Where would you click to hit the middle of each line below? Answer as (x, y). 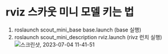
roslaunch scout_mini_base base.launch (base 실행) (78, 30)
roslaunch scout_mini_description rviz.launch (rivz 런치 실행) (88, 37)
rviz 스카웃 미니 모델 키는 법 (70, 12)
